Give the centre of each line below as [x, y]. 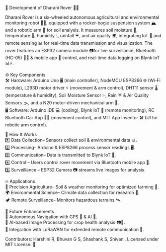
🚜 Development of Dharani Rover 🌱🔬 [42, 8]
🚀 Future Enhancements [30, 211]
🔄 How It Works [21, 134]
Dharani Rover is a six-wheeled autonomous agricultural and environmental [82, 17]
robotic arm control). [26, 125]
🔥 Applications [20, 181]
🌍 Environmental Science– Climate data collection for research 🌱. [72, 192]
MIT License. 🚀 [20, 244]
